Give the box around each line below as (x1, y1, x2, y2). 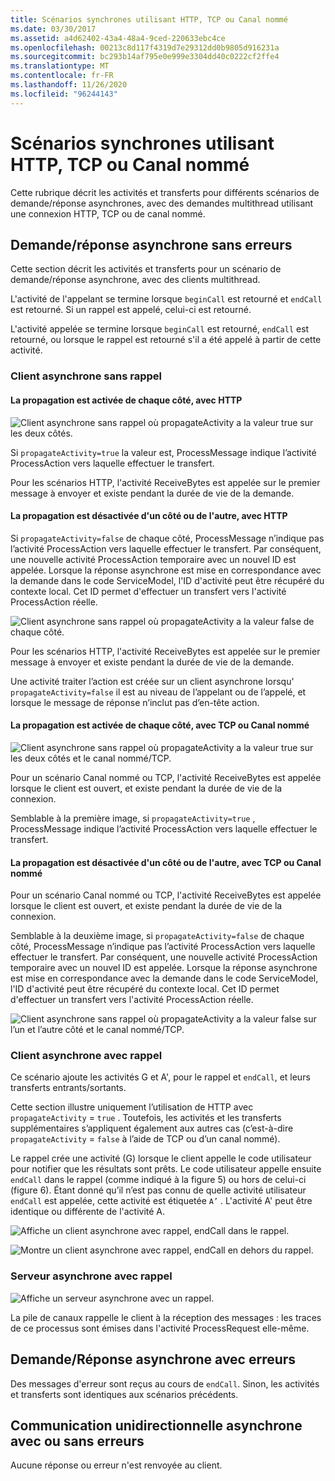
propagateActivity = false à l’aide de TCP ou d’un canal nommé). (10, 1133, 281, 1145)
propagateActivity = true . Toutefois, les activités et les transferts (10, 1112, 282, 1124)
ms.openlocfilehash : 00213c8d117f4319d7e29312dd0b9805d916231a (10, 42, 280, 53)
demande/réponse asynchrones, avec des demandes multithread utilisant (10, 197, 314, 209)
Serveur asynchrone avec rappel (10, 1269, 173, 1283)
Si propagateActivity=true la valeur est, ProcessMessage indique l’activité (10, 446, 317, 458)
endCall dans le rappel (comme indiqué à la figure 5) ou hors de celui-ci (10, 1174, 307, 1186)
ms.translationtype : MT (10, 61, 110, 71)
